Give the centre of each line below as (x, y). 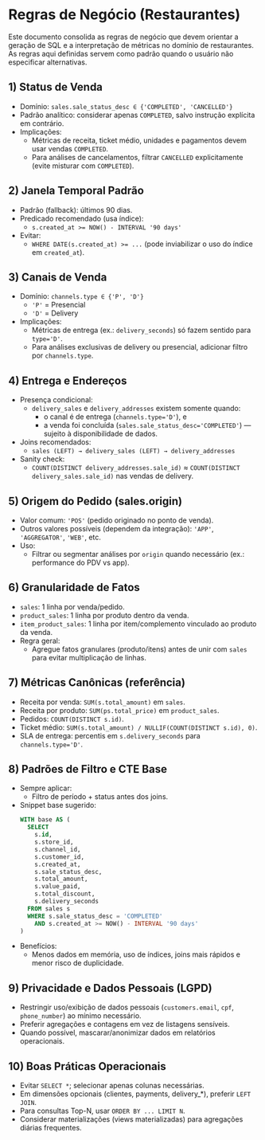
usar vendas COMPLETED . (70, 148)
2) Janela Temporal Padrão (76, 191)
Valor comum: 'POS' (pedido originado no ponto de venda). (117, 520)
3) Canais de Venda (58, 277)
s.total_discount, (65, 894)
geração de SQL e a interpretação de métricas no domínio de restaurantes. (131, 45)
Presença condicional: (56, 400)
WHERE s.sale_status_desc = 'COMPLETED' (95, 916)
